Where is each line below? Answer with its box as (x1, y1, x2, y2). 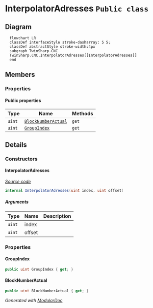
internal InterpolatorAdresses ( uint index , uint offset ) (5, 188, 124, 193)
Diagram (5, 23, 32, 31)
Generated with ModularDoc (5, 297, 63, 303)
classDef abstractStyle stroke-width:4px (9, 44, 96, 49)
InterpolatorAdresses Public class (5, 3, 149, 14)
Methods (72, 110, 94, 117)
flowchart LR (9, 35, 36, 40)
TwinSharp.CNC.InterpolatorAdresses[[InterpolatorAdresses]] (9, 53, 137, 58)
